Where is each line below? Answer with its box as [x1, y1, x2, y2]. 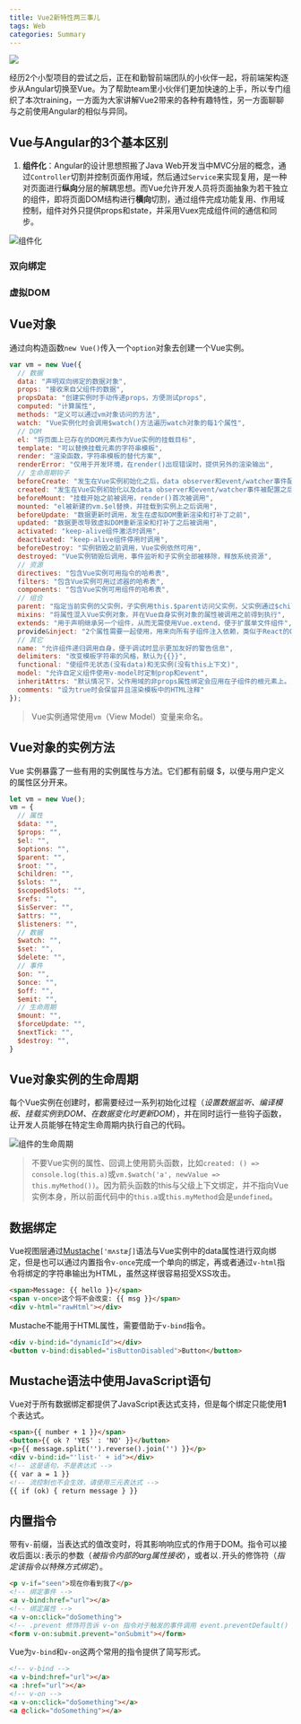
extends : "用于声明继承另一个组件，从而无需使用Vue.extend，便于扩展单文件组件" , [17, 618, 293, 628]
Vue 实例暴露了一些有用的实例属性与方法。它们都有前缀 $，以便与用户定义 [9, 765, 285, 776]
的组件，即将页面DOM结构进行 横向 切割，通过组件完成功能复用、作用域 [21, 194, 285, 205]
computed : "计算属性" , [17, 402, 97, 411]
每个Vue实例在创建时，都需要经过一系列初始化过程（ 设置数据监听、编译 [9, 1097, 276, 1108]
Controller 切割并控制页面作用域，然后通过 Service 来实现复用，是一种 [30, 171, 288, 182]
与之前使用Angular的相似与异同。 [9, 106, 133, 117]
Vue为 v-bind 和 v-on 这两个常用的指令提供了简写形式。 [9, 1647, 206, 1658]
